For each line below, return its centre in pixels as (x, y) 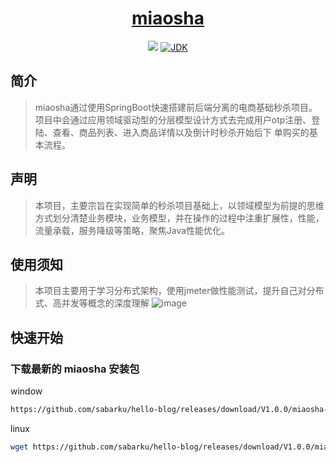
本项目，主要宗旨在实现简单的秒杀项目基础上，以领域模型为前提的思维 (179, 205)
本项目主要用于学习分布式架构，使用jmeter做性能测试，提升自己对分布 (179, 291)
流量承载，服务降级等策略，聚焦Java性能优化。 (132, 230)
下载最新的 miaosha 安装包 (75, 369)
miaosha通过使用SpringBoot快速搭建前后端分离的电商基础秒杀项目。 (176, 107)
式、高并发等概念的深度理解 (92, 303)
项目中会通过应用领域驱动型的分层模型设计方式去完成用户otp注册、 (173, 119)
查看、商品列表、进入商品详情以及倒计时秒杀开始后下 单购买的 (181, 132)
